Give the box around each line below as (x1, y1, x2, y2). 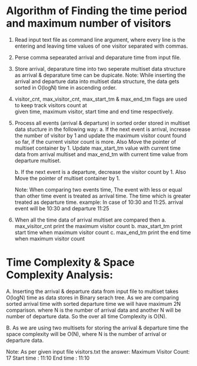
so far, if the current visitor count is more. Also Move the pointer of (14, 138, 176, 145)
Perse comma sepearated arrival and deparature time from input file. (14, 54, 181, 61)
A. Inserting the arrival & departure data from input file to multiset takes (6, 288, 179, 295)
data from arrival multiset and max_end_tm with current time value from (14, 150, 188, 157)
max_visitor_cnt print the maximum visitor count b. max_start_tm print (14, 222, 182, 229)
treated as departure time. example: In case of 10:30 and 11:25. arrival (14, 199, 183, 206)
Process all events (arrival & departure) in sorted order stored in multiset (14, 119, 190, 126)
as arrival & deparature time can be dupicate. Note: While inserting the (14, 71, 186, 78)
